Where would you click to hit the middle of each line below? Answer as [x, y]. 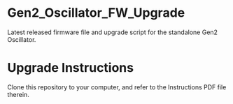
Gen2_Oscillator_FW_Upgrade [96, 13]
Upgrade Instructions [71, 68]
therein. [18, 94]
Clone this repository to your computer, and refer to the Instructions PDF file [117, 87]
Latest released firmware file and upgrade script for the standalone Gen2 [113, 32]
